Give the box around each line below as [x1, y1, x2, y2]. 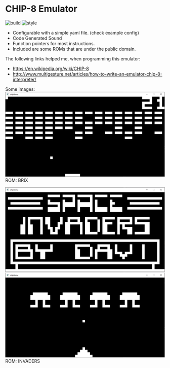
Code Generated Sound [12, 35, 62, 41]
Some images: [5, 86, 35, 92]
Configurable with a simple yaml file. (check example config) [12, 29, 139, 36]
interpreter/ [12, 76, 36, 82]
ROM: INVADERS [5, 358, 40, 364]
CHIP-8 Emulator [5, 3, 77, 15]
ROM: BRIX [5, 177, 28, 183]
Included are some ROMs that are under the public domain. [12, 46, 136, 52]
